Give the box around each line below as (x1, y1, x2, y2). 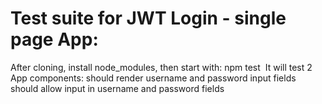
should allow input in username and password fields (10, 82, 225, 94)
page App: (10, 28, 99, 51)
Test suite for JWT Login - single (10, 7, 287, 30)
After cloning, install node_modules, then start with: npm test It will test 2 (10, 61, 313, 73)
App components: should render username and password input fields (10, 72, 297, 84)
